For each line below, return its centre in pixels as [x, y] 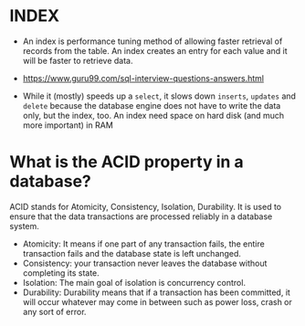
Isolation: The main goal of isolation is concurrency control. [134, 282]
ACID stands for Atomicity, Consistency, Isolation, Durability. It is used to [145, 206]
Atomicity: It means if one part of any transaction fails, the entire [143, 244]
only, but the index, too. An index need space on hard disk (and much [153, 115]
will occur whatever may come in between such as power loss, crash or [157, 301]
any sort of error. [54, 311]
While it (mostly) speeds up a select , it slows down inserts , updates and [159, 96]
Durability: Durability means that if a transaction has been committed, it [156, 292]
